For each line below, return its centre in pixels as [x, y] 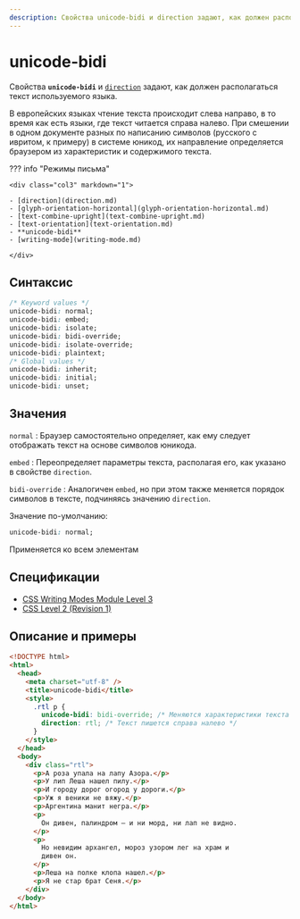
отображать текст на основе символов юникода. [103, 445]
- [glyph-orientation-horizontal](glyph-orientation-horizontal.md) [139, 208]
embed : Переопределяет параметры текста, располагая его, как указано [148, 462]
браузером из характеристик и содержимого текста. [111, 151]
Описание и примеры [73, 636]
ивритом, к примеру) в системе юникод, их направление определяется [146, 142]
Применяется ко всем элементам [74, 549]
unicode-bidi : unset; [50, 386]
